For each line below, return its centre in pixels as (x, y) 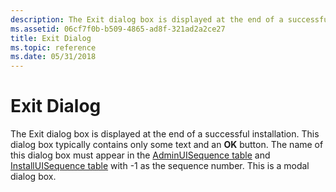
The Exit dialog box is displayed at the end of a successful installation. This (165, 134)
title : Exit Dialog (51, 38)
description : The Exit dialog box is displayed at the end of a (147, 19)
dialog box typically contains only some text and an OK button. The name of (167, 145)
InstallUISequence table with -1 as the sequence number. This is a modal (160, 166)
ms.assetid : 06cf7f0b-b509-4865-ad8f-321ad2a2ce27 (118, 29)
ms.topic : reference (53, 47)
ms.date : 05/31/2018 (53, 57)
